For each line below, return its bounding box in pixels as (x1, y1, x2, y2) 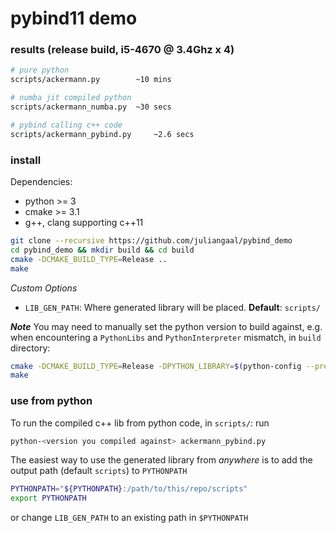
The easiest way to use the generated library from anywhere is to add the (10, 454, 313, 466)
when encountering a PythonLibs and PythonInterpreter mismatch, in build (10, 331, 322, 343)
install (10, 153, 42, 167)
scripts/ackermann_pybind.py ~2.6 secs (10, 129, 195, 139)
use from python (10, 394, 93, 408)
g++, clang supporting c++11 (24, 217, 144, 229)
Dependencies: (10, 176, 73, 188)
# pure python (10, 65, 70, 76)
